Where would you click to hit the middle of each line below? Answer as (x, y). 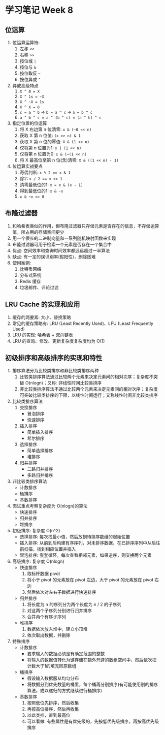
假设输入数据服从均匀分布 (53, 678)
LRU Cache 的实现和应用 (43, 304)
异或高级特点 (25, 86)
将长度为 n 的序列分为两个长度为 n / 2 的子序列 (74, 605)
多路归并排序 (40, 475)
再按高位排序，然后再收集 (53, 709)
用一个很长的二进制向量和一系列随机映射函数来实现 (64, 238)
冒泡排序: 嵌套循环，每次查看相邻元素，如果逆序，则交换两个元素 (85, 555)
